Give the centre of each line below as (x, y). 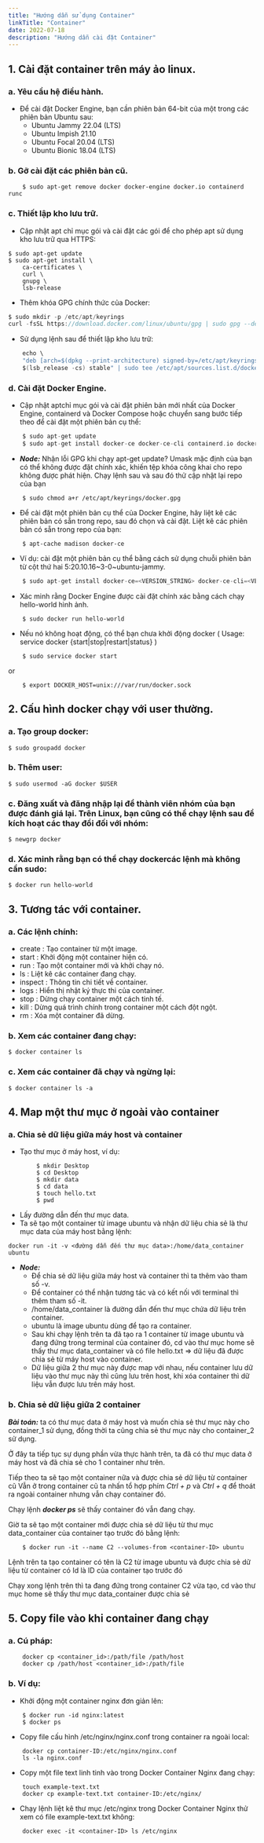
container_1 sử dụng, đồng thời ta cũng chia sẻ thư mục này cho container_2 (131, 1430)
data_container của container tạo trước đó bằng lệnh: (94, 1533)
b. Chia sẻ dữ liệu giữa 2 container (75, 1405)
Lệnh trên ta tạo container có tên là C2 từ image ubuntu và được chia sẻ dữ (130, 1562)
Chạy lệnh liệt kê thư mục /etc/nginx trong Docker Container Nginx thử (134, 1808)
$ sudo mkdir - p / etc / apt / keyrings (66, 317)
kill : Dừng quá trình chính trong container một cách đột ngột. (118, 1007)
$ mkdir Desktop (63, 1166)
